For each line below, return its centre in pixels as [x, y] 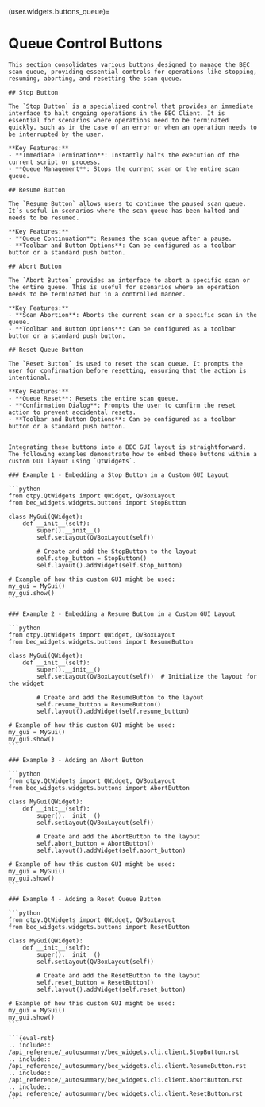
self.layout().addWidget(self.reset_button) [111, 989]
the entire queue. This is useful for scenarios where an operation [124, 287]
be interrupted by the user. [56, 134]
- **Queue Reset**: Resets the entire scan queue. [94, 398]
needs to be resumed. [44, 218]
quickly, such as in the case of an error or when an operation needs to [133, 127]
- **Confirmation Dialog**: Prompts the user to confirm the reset [122, 405]
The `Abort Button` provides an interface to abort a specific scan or [129, 280]
